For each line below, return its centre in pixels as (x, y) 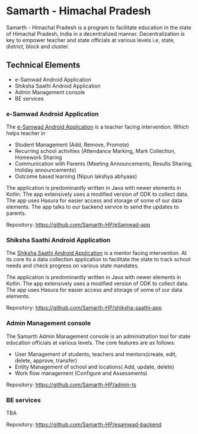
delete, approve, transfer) (46, 360)
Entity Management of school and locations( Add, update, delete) (94, 367)
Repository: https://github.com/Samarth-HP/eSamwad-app (78, 225)
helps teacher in (26, 133)
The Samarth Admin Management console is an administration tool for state (98, 336)
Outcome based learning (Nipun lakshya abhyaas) (76, 176)
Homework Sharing (38, 157)
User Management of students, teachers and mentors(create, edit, (96, 354)
